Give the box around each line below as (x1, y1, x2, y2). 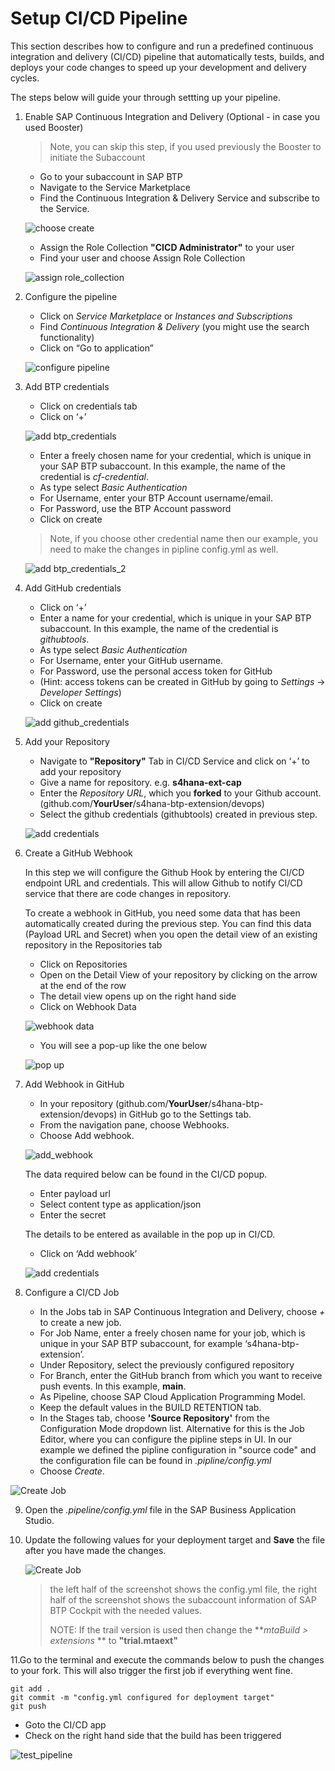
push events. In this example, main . (39, 1380, 187, 1392)
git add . (10, 1683, 52, 1694)
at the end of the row (39, 979, 127, 991)
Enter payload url (39, 1187, 111, 1199)
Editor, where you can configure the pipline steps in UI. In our (39, 1433, 293, 1445)
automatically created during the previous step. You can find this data (24, 917, 312, 929)
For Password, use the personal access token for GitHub (39, 665, 273, 677)
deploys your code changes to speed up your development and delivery (10, 61, 307, 73)
